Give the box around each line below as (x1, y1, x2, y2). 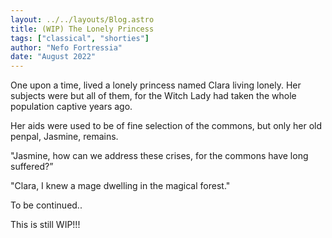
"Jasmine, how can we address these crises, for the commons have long (10, 150, 309, 162)
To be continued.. (10, 199, 83, 211)
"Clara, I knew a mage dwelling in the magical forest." (10, 180, 231, 192)
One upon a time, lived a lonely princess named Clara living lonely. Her (10, 79, 302, 91)
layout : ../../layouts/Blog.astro (10, 14, 155, 25)
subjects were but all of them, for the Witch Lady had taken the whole (10, 90, 297, 102)
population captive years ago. (10, 101, 133, 113)
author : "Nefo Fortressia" (10, 42, 123, 53)
